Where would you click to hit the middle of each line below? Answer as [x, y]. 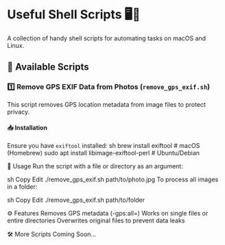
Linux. [16, 45]
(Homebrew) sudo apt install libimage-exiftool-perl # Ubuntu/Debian [104, 153]
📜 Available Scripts [48, 67]
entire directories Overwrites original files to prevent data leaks [96, 220]
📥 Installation [27, 128]
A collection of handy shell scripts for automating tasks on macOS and [107, 38]
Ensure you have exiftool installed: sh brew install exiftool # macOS [104, 145]
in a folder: [22, 186]
